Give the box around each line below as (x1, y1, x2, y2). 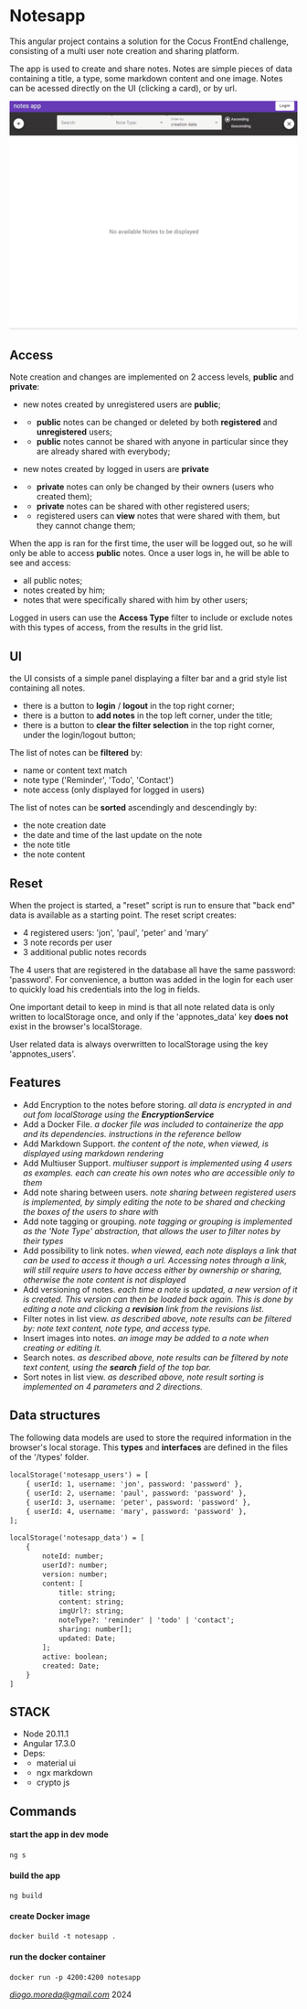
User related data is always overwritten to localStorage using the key (9, 1039, 269, 1050)
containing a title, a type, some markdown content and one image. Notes (9, 72, 283, 83)
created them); (36, 491, 93, 502)
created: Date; (42, 1661, 101, 1671)
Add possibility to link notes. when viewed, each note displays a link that (22, 1245, 297, 1256)
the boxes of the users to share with (22, 1206, 159, 1217)
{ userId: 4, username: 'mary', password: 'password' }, (26, 1507, 248, 1516)
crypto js (36, 1777, 70, 1789)
